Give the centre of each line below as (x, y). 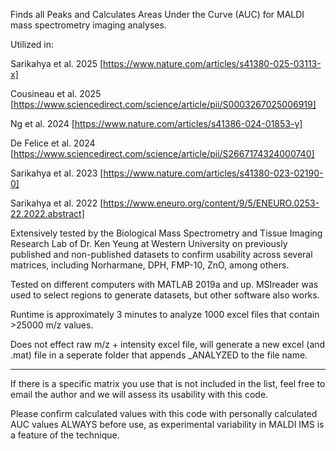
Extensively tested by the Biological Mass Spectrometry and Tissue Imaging (166, 233)
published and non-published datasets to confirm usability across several (161, 254)
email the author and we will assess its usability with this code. (139, 394)
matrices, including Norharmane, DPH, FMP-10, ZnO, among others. (150, 265)
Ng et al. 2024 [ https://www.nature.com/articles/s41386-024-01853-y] (156, 123)
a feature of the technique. (65, 435)
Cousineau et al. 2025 (56, 93)
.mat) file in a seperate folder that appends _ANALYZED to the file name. (159, 355)
